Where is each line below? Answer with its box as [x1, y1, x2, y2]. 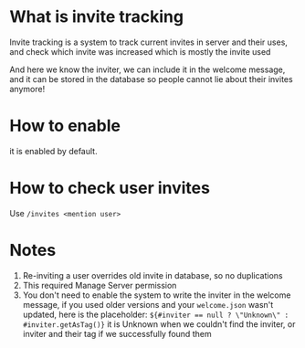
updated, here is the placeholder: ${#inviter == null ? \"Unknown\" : [22, 309, 289, 320]
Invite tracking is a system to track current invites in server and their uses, [9, 37, 288, 47]
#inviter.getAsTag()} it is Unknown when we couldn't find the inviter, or [22, 318, 296, 330]
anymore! [9, 83, 46, 94]
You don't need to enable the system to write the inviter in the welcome [22, 290, 291, 301]
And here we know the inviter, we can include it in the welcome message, [9, 64, 286, 75]
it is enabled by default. [9, 145, 98, 156]
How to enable [9, 116, 121, 136]
